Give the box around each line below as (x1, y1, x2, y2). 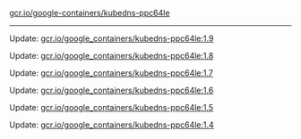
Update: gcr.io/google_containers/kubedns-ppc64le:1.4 (9, 119, 215, 130)
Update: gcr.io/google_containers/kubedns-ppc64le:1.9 (9, 33, 214, 44)
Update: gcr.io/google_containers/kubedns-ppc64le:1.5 (9, 102, 214, 112)
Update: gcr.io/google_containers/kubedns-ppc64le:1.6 (9, 85, 214, 95)
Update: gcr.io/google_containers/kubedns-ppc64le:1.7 (9, 68, 213, 78)
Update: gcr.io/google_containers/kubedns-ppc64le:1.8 (9, 51, 214, 61)
